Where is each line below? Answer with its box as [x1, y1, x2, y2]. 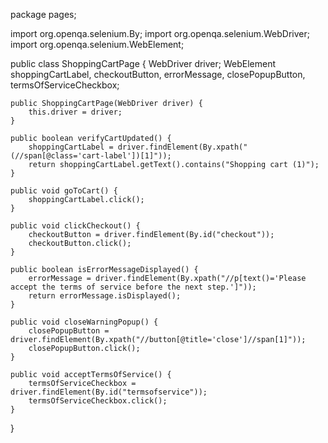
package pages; [10, 9, 77, 20]
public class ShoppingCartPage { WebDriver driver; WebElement [10, 58, 277, 69]
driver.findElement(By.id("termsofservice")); [10, 387, 208, 397]
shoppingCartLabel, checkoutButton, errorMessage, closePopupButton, [10, 69, 306, 80]
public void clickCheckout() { [10, 221, 141, 231]
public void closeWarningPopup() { [10, 317, 159, 327]
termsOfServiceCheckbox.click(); [28, 396, 168, 406]
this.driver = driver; [28, 107, 123, 117]
